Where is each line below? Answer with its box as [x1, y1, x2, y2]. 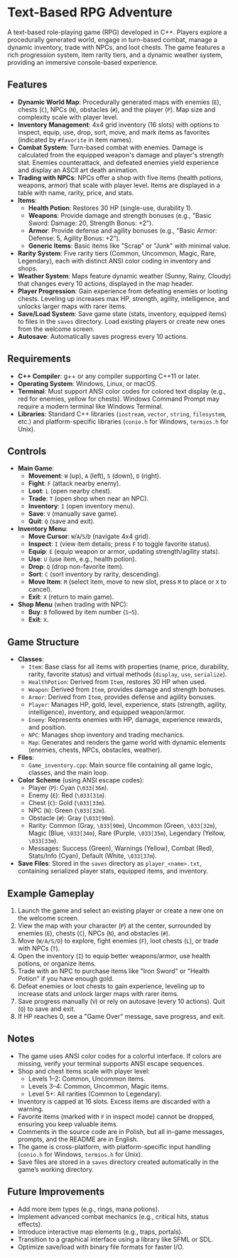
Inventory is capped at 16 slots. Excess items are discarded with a [17, 1097, 211, 1106]
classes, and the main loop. [28, 768, 109, 777]
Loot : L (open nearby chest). [28, 487, 112, 496]
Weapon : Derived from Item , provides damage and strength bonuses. [28, 685, 226, 694]
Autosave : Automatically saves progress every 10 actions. [17, 332, 188, 340]
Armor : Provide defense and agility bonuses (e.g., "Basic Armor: [28, 226, 217, 235]
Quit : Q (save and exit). [28, 517, 95, 525]
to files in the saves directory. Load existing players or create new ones [17, 317, 226, 325]
